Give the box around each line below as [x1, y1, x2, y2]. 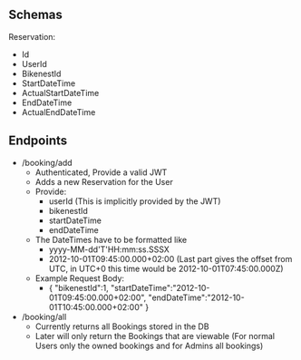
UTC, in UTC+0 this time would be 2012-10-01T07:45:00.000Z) [48, 263, 284, 274]
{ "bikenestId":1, [48, 282, 110, 293]
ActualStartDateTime [21, 87, 100, 98]
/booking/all [21, 311, 67, 322]
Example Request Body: [34, 272, 124, 284]
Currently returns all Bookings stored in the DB [34, 321, 209, 332]
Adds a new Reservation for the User [34, 176, 173, 187]
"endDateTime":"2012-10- [148, 292, 246, 303]
